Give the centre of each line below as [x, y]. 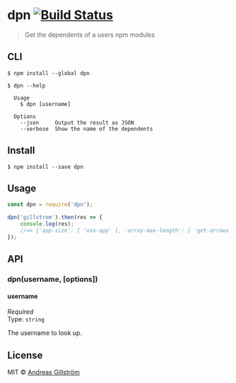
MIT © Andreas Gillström [43, 372]
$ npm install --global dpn [49, 73]
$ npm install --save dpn [45, 167]
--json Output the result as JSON [77, 123]
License [25, 355]
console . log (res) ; [47, 224]
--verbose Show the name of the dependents [87, 129]
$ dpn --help [26, 86]
